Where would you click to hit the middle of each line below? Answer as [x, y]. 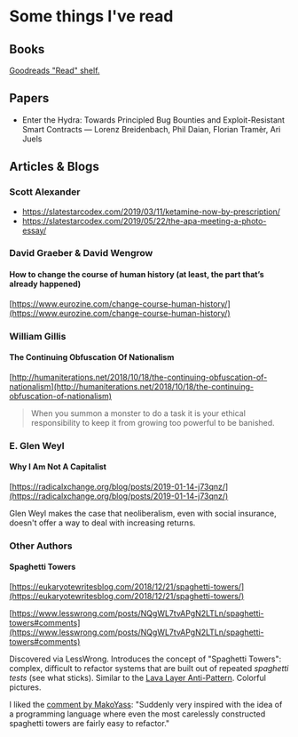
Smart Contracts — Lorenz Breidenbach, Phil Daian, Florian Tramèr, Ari [151, 129]
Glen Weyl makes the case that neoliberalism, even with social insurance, [143, 513]
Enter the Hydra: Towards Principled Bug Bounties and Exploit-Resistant [153, 120]
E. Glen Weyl [37, 445]
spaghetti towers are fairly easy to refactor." [90, 723]
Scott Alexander [45, 192]
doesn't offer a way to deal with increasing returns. [102, 523]
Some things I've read [91, 16]
